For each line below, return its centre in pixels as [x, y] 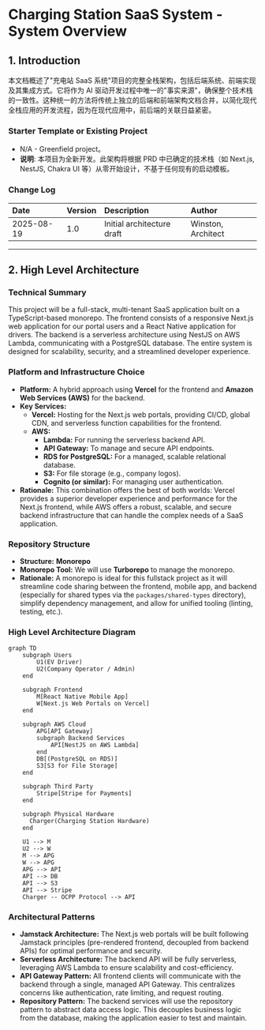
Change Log [32, 190]
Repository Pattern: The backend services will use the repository [126, 1002]
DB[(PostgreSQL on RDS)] [77, 759]
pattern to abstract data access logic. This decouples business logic [131, 1009]
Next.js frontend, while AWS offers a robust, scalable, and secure [125, 506]
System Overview [68, 31]
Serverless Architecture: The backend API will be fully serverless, [128, 959]
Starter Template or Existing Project [78, 130]
